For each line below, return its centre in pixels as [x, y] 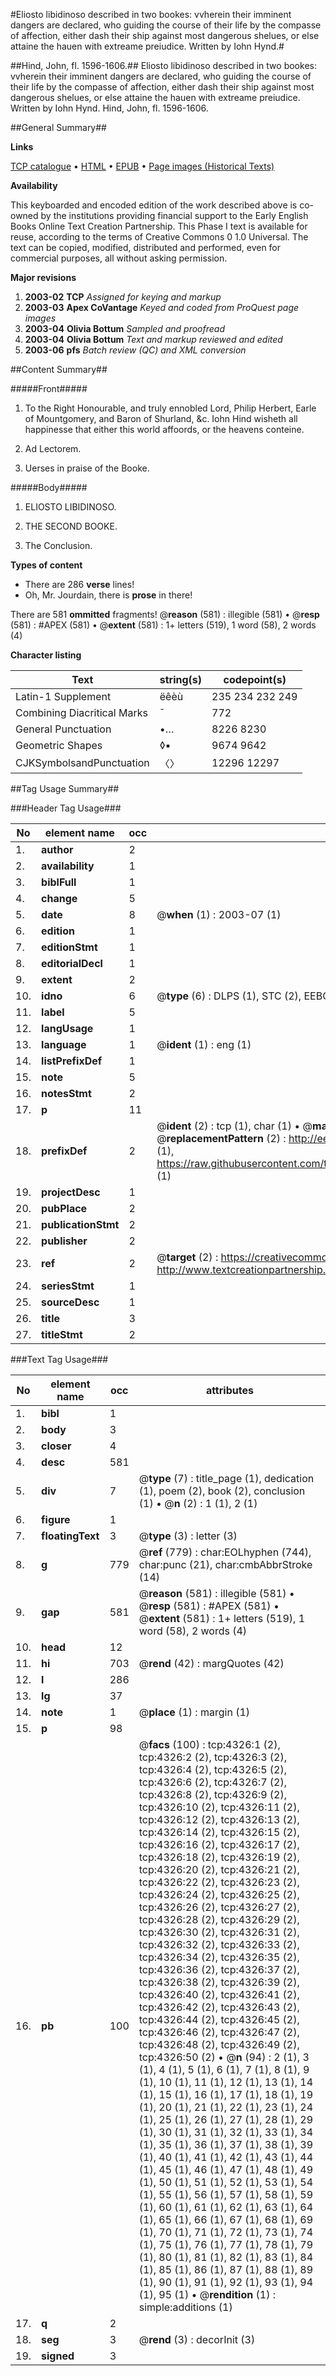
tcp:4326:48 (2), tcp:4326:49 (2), [219, 2044]
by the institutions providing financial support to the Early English [174, 215]
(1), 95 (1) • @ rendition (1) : [207, 2294]
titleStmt [62, 1334]
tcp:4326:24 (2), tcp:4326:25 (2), [219, 1894]
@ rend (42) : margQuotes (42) [211, 1663]
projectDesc [71, 1192]
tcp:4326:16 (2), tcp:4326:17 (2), [219, 1844]
